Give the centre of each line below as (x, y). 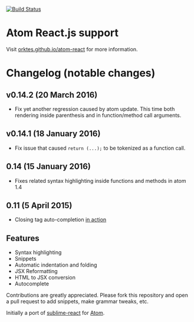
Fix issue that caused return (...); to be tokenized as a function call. (100, 148)
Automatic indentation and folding (56, 265)
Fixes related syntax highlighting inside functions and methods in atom (100, 180)
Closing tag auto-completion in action (60, 220)
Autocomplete (32, 284)
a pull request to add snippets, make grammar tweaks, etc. (78, 301)
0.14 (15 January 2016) (49, 167)
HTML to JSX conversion (45, 278)
